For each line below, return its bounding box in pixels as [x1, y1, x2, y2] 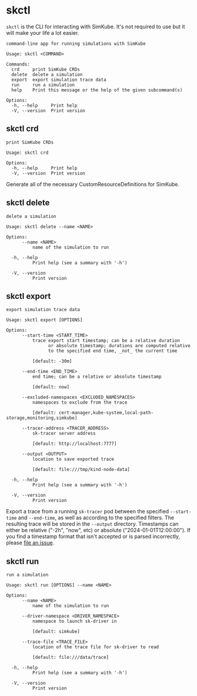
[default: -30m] [32, 358, 72, 364]
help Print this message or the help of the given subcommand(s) [11, 87, 183, 93]
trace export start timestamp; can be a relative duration [32, 338, 181, 344]
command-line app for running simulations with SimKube [6, 41, 146, 47]
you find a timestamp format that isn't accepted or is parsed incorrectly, [6, 533, 181, 540]
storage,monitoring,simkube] [6, 415, 78, 421]
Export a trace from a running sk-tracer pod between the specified [6, 508, 169, 515]
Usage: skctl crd [6, 150, 49, 156]
